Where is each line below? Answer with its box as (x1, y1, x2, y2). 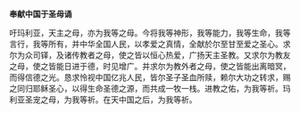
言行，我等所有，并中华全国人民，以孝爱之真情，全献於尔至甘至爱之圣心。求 (9, 39, 291, 49)
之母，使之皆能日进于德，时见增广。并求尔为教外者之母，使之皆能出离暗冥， (9, 61, 291, 71)
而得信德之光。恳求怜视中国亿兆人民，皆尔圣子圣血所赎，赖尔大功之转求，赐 (9, 72, 291, 83)
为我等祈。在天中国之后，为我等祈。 (63, 94, 197, 105)
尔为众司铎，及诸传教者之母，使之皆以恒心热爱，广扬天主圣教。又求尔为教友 (9, 50, 291, 61)
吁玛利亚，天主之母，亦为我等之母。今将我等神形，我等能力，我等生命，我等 (9, 28, 291, 38)
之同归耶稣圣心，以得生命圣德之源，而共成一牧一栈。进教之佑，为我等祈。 (9, 84, 283, 93)
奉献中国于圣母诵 (9, 9, 72, 19)
